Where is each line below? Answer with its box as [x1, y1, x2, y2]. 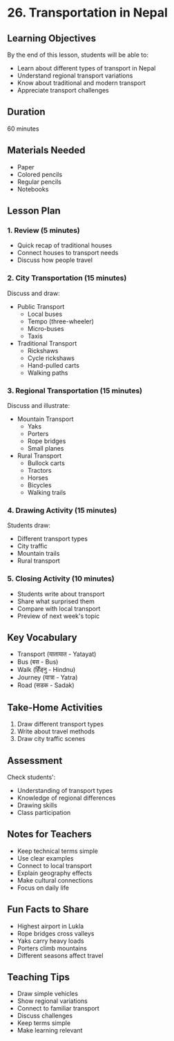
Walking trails [27, 488, 66, 496]
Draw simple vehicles [17, 990, 78, 998]
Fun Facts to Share [7, 903, 89, 915]
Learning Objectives [7, 32, 97, 44]
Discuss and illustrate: [7, 401, 70, 409]
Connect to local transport [17, 861, 92, 870]
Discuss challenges [17, 1011, 73, 1020]
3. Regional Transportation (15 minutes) [7, 386, 143, 395]
